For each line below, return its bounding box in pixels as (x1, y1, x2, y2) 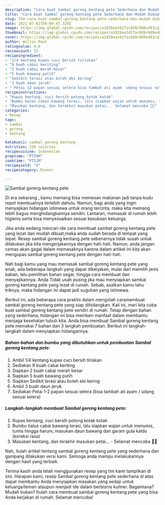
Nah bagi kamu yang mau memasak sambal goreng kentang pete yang (5, 261, 148, 267)
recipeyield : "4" (5, 163, 41, 168)
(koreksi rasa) (12, 433, 40, 439)
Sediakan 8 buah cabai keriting (12, 362, 75, 368)
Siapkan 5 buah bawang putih (12, 373, 73, 379)
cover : (5, 35, 19, 40)
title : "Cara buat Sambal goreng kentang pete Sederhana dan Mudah (5, 12, 146, 17)
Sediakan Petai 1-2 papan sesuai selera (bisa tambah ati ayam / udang (12, 389, 155, 395)
